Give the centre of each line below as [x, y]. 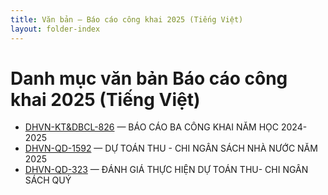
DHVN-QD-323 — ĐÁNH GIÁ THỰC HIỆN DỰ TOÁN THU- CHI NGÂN [166, 170]
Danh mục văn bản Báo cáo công [149, 78]
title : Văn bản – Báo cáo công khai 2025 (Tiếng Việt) [127, 19]
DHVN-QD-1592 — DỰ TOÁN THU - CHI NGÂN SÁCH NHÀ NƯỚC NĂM [171, 148]
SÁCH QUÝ [48, 180]
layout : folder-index [55, 29]
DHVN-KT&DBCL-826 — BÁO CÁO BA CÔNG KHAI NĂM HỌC [152, 127]
